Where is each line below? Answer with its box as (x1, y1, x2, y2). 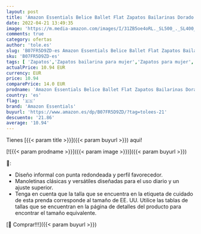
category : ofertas (6, 37, 52, 42)
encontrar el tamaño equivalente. (14, 209, 97, 217)
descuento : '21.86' (6, 114, 55, 120)
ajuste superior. (14, 184, 54, 192)
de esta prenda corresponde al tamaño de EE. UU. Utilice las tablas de (14, 197, 188, 204)
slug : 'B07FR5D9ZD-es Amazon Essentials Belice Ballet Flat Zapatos (6, 48, 181, 54)
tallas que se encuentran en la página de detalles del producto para (14, 203, 181, 210)
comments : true (6, 31, 44, 37)
